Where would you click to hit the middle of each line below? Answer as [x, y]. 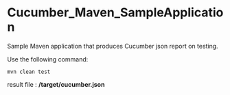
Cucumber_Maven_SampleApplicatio [115, 13]
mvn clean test [29, 72]
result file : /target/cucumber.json [56, 84]
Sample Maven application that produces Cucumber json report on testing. [113, 46]
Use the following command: [48, 59]
